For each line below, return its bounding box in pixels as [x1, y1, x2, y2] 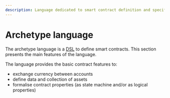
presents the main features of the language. [5, 51, 97, 57]
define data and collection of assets [12, 76, 88, 82]
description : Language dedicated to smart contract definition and [5, 7, 151, 13]
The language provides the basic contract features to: [5, 61, 117, 67]
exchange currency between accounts [12, 71, 93, 77]
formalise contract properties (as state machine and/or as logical [12, 81, 148, 87]
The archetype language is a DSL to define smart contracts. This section [5, 46, 156, 52]
